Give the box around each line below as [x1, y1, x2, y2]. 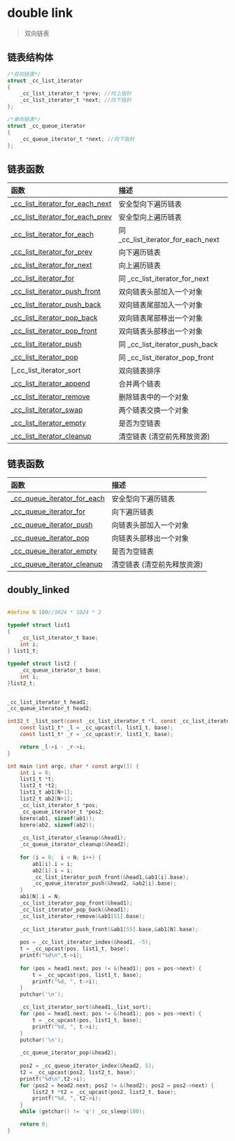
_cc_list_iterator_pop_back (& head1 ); [20, 906, 130, 913]
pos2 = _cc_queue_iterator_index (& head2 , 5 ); [20, 1062, 155, 1069]
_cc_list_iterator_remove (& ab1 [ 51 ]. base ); [20, 912, 145, 920]
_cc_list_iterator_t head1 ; [7, 698, 90, 706]
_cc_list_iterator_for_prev [10, 247, 93, 257]
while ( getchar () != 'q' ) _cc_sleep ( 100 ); [20, 1108, 145, 1115]
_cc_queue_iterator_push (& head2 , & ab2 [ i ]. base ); [32, 880, 177, 887]
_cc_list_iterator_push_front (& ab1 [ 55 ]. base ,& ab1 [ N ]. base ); [20, 926, 199, 933]
